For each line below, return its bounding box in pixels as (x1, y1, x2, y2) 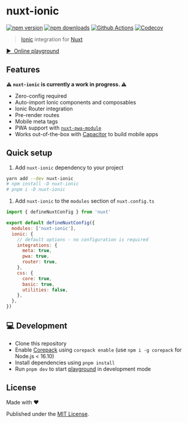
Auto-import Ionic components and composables (14, 98, 137, 106)
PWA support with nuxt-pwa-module (14, 124, 102, 131)
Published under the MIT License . (6, 410, 90, 418)
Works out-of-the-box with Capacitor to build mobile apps (14, 130, 159, 137)
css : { (17, 270, 34, 276)
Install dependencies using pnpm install (14, 359, 115, 366)
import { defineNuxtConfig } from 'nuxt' (6, 209, 111, 215)
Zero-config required (14, 92, 67, 100)
